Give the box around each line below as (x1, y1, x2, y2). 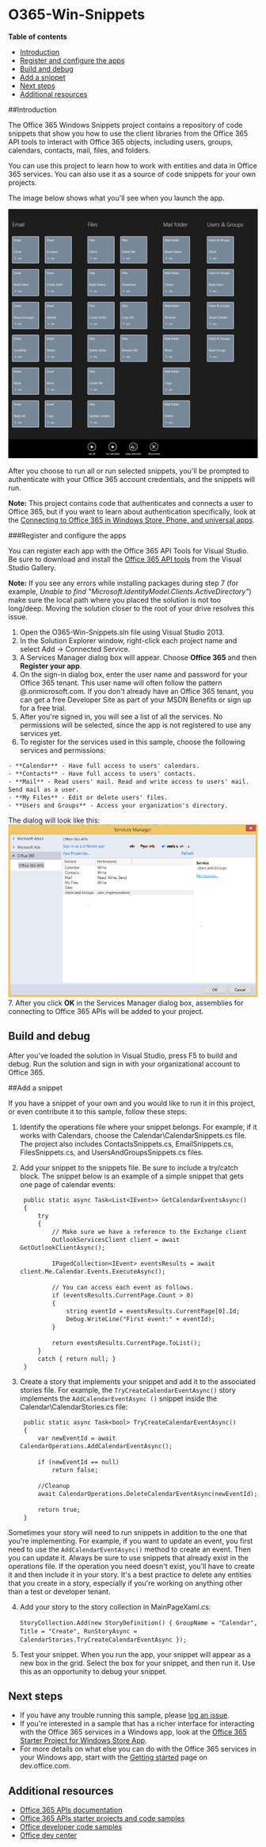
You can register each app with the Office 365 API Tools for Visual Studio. (8, 546, 249, 555)
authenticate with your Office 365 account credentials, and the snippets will (8, 474, 256, 484)
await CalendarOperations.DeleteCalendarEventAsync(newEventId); (37, 1490, 258, 1498)
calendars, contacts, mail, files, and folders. (8, 145, 150, 155)
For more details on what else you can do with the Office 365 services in (19, 1745, 256, 1754)
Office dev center (19, 1830, 78, 1840)
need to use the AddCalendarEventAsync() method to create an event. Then (8, 1544, 252, 1554)
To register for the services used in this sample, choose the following (19, 737, 245, 746)
